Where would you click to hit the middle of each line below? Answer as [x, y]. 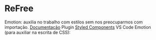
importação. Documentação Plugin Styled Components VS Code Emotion [78, 27]
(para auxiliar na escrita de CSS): [38, 32]
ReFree [19, 9]
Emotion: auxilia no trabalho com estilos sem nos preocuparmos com [74, 22]
